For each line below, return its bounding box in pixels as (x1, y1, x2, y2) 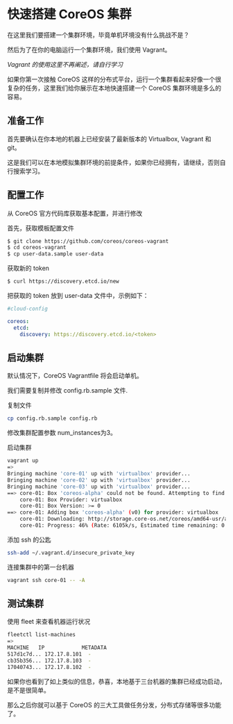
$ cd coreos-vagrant (7, 244, 67, 251)
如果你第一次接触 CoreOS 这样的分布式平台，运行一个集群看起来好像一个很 (7, 74, 222, 84)
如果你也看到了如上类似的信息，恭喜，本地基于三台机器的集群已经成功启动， (7, 677, 226, 686)
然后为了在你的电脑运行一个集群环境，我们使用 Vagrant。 (7, 45, 171, 54)
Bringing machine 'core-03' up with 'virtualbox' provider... (7, 483, 191, 490)
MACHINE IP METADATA (7, 645, 107, 652)
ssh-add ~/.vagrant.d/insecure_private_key (7, 549, 135, 556)
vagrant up (7, 457, 39, 464)
